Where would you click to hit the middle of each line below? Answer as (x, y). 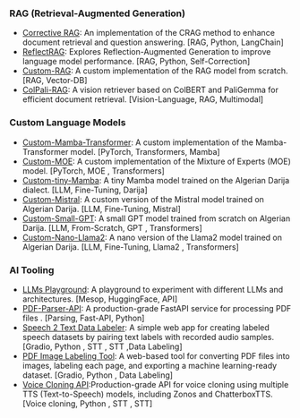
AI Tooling (32, 269)
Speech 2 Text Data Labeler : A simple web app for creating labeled (146, 327)
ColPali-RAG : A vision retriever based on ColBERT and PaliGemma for (150, 90)
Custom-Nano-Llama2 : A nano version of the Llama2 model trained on (152, 237)
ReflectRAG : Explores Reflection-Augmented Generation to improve (146, 52)
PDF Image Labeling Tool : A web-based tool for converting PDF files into (156, 355)
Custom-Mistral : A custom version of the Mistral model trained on (143, 199)
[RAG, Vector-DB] (55, 81)
